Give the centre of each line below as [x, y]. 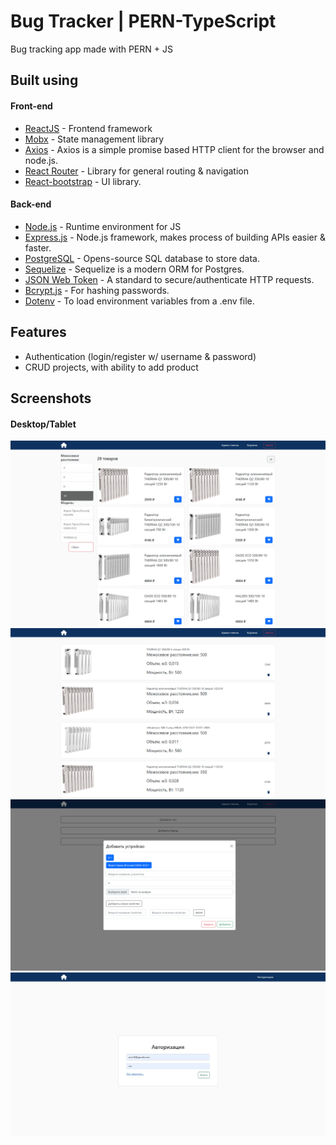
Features [38, 332]
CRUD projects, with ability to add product [111, 367]
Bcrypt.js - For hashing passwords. [97, 290]
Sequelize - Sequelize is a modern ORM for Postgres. [134, 269]
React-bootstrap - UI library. [83, 181]
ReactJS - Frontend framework [88, 128]
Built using [44, 80]
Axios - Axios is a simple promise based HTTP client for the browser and [174, 149]
